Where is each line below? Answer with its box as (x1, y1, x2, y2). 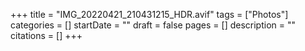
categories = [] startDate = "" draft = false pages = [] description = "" (10, 19, 297, 31)
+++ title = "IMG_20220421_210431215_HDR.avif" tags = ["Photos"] (10, 9, 289, 20)
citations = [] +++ (10, 30, 83, 41)
